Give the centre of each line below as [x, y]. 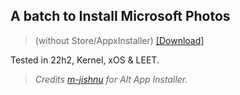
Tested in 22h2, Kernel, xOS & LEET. [85, 60]
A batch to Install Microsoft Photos [120, 16]
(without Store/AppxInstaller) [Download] [119, 40]
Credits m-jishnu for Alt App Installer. [111, 79]
